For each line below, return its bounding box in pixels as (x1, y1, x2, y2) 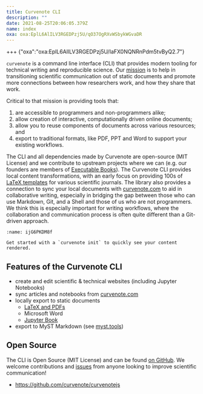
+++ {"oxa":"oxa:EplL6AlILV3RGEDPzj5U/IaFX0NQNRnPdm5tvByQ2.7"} (6, 48, 185, 55)
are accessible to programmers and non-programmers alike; (15, 109, 166, 116)
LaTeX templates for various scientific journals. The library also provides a (6, 179, 191, 186)
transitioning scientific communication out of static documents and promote (6, 73, 196, 80)
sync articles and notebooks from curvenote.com (15, 290, 139, 298)
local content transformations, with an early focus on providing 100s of (6, 172, 183, 179)
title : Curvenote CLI (6, 8, 61, 15)
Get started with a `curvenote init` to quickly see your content (6, 240, 178, 246)
